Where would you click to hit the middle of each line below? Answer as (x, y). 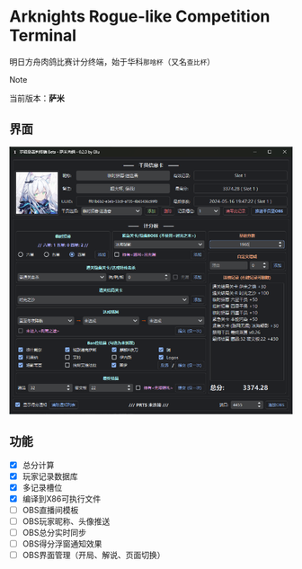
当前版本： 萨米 (37, 98)
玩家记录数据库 (50, 476)
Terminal (43, 36)
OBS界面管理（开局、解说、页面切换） (93, 556)
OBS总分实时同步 (54, 532)
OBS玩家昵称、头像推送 (66, 521)
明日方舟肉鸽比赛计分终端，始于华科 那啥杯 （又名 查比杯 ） (112, 61)
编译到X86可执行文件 (62, 498)
